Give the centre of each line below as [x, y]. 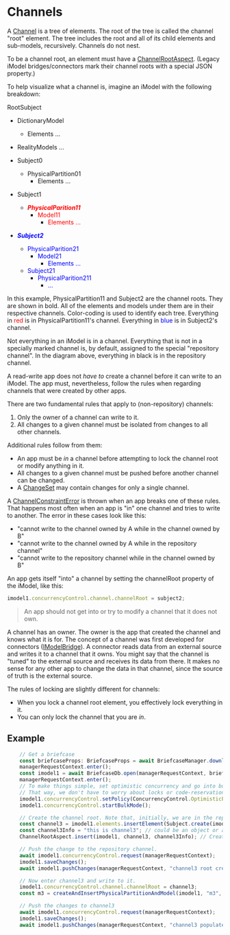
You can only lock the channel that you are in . [81, 717]
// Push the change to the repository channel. [88, 849]
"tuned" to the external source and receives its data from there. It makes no [114, 661]
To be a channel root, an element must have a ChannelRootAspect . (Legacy [114, 58]
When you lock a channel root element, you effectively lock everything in [120, 702]
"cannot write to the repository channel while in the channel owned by [116, 558]
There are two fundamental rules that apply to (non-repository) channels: [110, 404]
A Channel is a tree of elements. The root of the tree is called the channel [110, 31]
